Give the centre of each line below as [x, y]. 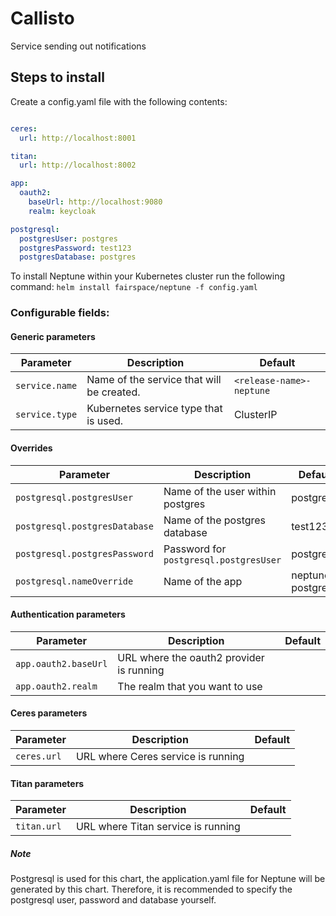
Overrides [31, 448]
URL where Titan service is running [158, 827]
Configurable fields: [60, 313]
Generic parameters [53, 336]
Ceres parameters [49, 713]
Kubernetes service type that [154, 409]
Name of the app [203, 581]
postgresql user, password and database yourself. [113, 900]
